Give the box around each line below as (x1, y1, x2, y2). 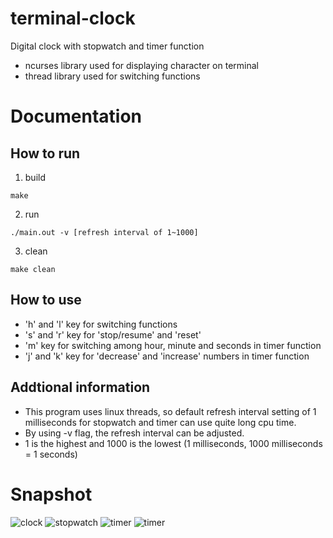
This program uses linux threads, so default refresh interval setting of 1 (24, 405, 317, 417)
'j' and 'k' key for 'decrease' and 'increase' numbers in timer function (24, 350, 310, 362)
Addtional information (10, 379, 151, 396)
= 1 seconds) (24, 448, 78, 460)
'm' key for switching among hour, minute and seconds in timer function (24, 339, 322, 351)
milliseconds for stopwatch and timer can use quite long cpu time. (24, 416, 297, 428)
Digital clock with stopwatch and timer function (10, 40, 205, 52)
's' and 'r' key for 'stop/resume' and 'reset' (24, 328, 202, 341)
